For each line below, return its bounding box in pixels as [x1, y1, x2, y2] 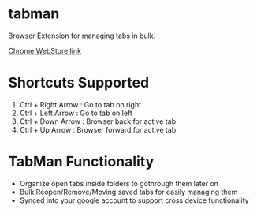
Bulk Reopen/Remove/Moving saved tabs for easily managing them [19, 187, 238, 196]
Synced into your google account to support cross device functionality [19, 195, 249, 205]
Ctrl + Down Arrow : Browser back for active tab [19, 116, 176, 126]
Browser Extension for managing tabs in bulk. [8, 31, 156, 40]
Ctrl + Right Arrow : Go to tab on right [19, 99, 142, 109]
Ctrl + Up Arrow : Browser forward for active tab [19, 125, 177, 134]
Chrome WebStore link [8, 46, 81, 55]
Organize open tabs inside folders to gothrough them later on [19, 178, 219, 188]
